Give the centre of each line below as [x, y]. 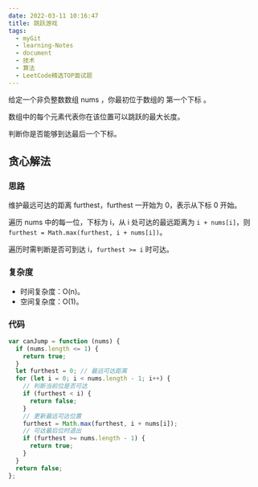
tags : [17, 31]
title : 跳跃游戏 [33, 23]
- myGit [29, 38]
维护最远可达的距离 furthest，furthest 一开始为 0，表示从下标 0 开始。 [125, 205]
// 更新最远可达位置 [52, 416]
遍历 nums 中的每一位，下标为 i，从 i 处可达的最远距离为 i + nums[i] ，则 [129, 223]
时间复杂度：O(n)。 [52, 291]
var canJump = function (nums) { [64, 341]
